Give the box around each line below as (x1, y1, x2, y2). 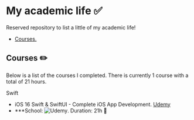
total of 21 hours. (6, 78, 47, 85)
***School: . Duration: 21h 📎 (14, 107, 107, 114)
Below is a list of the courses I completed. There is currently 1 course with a (6, 72, 189, 79)
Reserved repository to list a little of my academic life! (6, 24, 136, 31)
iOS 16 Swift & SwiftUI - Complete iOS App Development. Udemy (14, 101, 171, 108)
